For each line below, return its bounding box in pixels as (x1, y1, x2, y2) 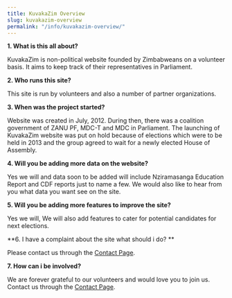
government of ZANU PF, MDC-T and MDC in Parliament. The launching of (7, 124, 220, 132)
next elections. (7, 222, 50, 230)
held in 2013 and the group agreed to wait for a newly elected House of (7, 139, 211, 147)
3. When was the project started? (7, 103, 105, 112)
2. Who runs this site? (7, 76, 71, 85)
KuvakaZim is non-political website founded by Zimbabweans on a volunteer (7, 55, 225, 64)
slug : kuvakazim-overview (7, 17, 82, 24)
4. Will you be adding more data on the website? (7, 159, 149, 168)
